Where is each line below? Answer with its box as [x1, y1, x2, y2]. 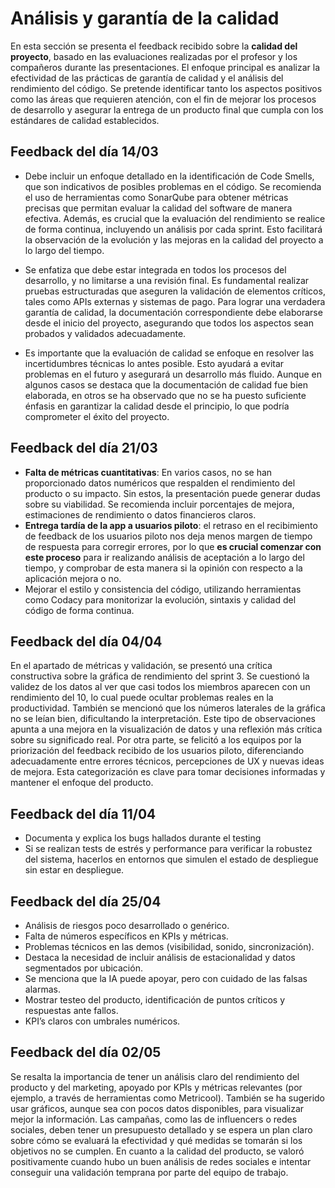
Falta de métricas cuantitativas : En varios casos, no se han [24, 466, 273, 478]
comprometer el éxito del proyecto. [24, 410, 170, 422]
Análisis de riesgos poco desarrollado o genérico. [24, 920, 230, 931]
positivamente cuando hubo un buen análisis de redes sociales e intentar [10, 1155, 312, 1167]
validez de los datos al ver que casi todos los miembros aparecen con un [10, 681, 311, 693]
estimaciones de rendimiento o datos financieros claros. [24, 508, 257, 521]
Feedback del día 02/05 [10, 1044, 162, 1061]
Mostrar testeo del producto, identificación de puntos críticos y [24, 994, 286, 1006]
